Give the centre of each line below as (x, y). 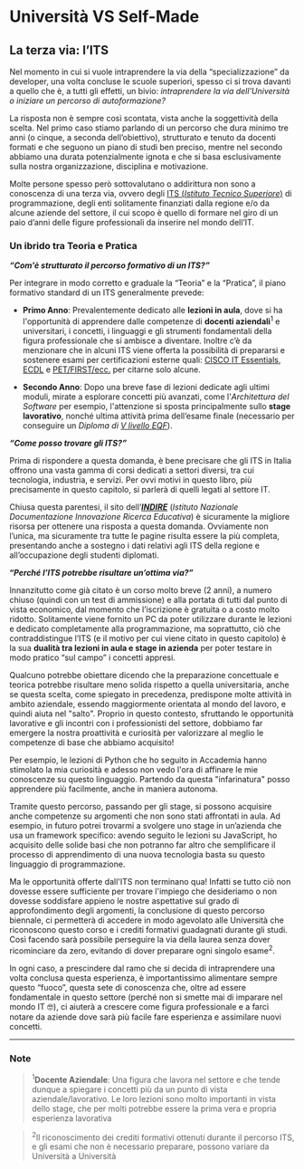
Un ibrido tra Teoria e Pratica (73, 245)
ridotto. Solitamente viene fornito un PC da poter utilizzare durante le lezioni (151, 618)
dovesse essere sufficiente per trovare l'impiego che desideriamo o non (143, 891)
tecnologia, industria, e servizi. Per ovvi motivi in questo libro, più (131, 479)
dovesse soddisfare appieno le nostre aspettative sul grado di (124, 901)
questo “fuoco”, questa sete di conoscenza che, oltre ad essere (128, 987)
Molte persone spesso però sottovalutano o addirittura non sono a (133, 184)
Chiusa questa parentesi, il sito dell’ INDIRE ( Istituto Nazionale (124, 507)
